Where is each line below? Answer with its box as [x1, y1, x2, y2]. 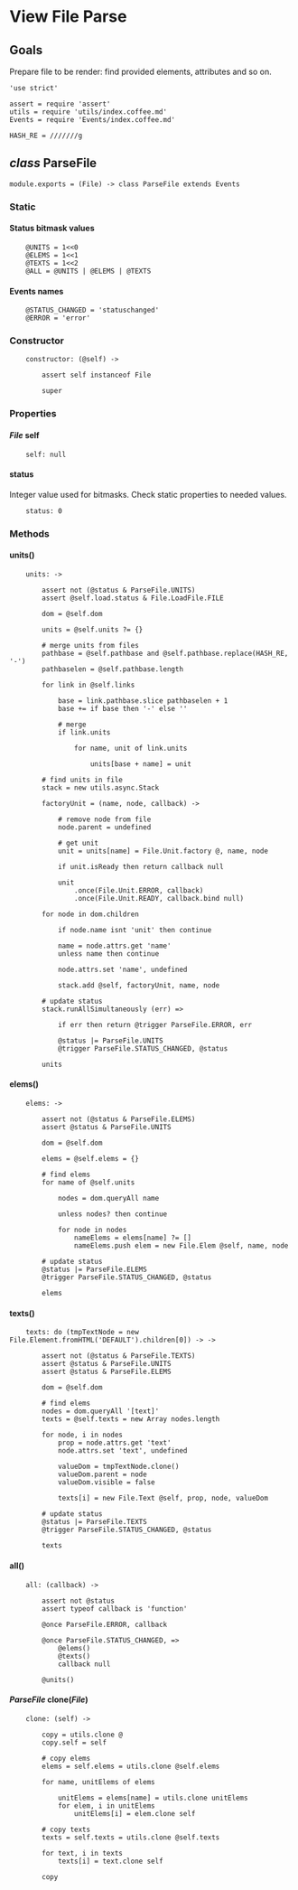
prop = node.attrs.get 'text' [57, 1438, 172, 1447]
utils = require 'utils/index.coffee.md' [9, 108, 168, 117]
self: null [25, 450, 67, 459]
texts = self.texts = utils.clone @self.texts [42, 1832, 220, 1842]
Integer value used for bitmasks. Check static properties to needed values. [9, 489, 287, 500]
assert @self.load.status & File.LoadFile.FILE [42, 594, 224, 603]
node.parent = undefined [57, 822, 152, 832]
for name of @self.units [42, 1178, 135, 1187]
